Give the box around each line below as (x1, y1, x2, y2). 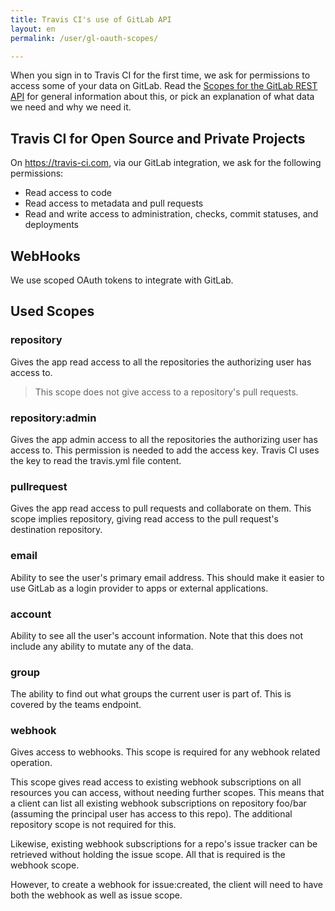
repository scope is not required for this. (10, 819, 177, 831)
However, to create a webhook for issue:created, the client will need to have (10, 879, 323, 891)
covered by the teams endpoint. (10, 699, 142, 711)
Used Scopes (10, 303, 95, 320)
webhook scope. (10, 859, 80, 871)
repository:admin (10, 411, 97, 425)
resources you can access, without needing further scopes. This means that (10, 787, 325, 799)
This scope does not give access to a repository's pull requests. (34, 386, 299, 398)
